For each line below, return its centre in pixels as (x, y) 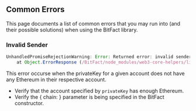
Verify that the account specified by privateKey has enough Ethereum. (99, 91)
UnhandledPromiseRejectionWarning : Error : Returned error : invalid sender (99, 57)
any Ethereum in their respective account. (56, 79)
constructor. (29, 103)
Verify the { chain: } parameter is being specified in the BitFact (89, 97)
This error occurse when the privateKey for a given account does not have (95, 73)
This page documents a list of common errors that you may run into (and (93, 23)
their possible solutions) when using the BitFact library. (72, 30)
